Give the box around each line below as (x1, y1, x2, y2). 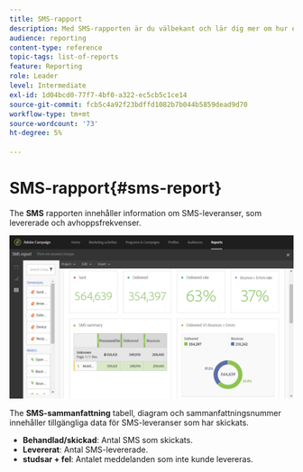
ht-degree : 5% (9, 129, 63, 138)
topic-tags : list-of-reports (9, 52, 119, 62)
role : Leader (9, 72, 59, 81)
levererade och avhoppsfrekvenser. (9, 217, 142, 228)
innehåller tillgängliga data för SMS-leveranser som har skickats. (9, 417, 250, 428)
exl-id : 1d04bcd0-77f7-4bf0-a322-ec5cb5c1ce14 (9, 90, 188, 99)
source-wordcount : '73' (9, 119, 99, 128)
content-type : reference (9, 43, 103, 52)
